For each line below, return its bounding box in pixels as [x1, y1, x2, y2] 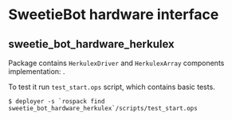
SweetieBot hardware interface [8, 6, 219, 24]
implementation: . [8, 67, 65, 76]
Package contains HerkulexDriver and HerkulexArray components [8, 58, 225, 68]
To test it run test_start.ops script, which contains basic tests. [8, 82, 215, 91]
